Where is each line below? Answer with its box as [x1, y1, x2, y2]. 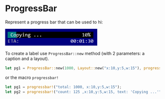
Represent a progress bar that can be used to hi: [5, 19, 103, 25]
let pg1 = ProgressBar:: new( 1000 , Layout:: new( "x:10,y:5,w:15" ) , [5, 65, 141, 71]
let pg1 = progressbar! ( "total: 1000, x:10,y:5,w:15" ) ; [5, 84, 122, 89]
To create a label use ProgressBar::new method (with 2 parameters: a [5, 50, 145, 56]
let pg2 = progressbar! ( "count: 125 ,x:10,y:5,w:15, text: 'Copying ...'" [5, 90, 162, 95]
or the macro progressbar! [5, 74, 59, 80]
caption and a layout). [5, 56, 49, 61]
